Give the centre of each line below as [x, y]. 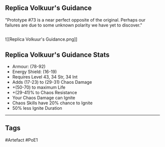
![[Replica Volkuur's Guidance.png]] [41, 39]
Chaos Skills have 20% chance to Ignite [52, 103]
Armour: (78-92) [29, 67]
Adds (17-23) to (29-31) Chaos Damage [52, 82]
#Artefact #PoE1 [22, 140]
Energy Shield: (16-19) [35, 72]
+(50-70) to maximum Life [39, 87]
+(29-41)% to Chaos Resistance [45, 93]
